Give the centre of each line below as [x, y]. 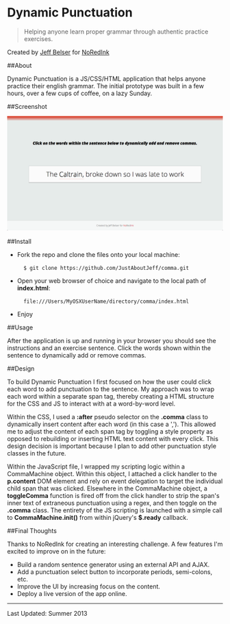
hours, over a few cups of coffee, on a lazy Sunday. [80, 93]
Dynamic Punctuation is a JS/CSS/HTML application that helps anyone [106, 78]
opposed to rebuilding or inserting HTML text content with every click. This [113, 439]
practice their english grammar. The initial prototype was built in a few [105, 86]
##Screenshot [27, 106]
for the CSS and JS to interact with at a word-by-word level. [91, 404]
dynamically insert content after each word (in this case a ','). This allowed [112, 424]
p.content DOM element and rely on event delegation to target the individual [115, 482]
